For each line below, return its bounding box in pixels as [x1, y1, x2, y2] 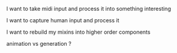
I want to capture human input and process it [6, 17, 119, 23]
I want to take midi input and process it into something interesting [6, 5, 171, 12]
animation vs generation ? [6, 40, 72, 47]
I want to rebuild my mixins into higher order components [6, 28, 151, 36]
